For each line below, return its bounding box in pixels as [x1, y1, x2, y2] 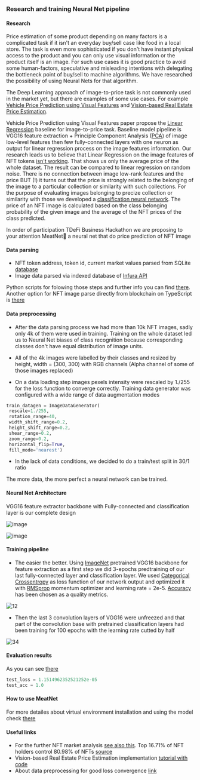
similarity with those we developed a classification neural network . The [6, 196, 181, 203]
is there [6, 296, 25, 303]
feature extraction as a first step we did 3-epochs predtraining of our [14, 565, 185, 572]
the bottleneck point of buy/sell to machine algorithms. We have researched [6, 71, 193, 78]
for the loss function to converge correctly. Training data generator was [14, 385, 191, 392]
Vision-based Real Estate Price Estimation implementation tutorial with [14, 754, 188, 761]
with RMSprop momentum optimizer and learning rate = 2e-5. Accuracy [14, 584, 192, 591]
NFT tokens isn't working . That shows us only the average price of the [6, 158, 179, 165]
